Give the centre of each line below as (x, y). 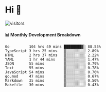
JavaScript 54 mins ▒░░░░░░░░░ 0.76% (52, 72)
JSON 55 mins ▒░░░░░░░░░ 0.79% (52, 64)
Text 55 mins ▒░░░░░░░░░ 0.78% (52, 68)
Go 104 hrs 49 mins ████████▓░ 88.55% (53, 47)
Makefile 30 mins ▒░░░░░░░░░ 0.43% (52, 85)
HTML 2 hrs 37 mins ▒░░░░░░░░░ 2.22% (52, 55)
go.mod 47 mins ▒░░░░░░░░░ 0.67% (52, 77)
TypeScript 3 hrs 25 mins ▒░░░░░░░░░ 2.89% (52, 51)
